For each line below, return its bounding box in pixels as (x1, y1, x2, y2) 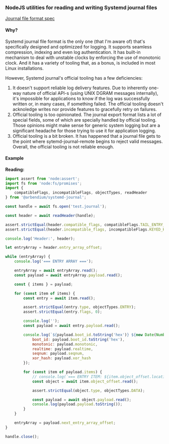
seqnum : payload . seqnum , (32, 351, 84, 356)
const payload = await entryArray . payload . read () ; (14, 272, 123, 277)
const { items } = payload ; (14, 282, 73, 287)
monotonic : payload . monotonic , (32, 342, 98, 347)
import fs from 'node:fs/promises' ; (5, 181, 82, 186)
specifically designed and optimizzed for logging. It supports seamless (5, 43, 152, 49)
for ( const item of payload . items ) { (23, 370, 102, 375)
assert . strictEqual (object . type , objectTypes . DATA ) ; (32, 388, 145, 393)
